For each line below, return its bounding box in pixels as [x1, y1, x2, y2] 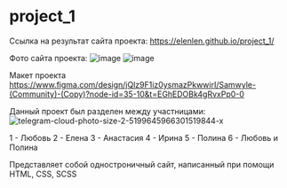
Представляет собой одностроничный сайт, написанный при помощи [9, 159, 275, 169]
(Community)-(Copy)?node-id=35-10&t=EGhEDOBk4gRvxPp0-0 [9, 89, 244, 99]
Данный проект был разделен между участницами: [9, 106, 206, 116]
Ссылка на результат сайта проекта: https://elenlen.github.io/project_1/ [9, 35, 275, 46]
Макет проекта [9, 69, 67, 81]
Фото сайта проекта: [9, 52, 88, 63]
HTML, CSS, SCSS [9, 168, 77, 179]
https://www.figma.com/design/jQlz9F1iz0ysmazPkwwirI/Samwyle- [9, 79, 256, 90]
